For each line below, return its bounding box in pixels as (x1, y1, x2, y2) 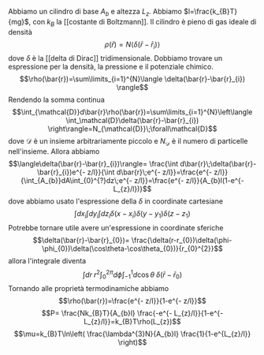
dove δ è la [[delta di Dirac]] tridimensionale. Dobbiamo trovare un (8, 54, 223, 63)
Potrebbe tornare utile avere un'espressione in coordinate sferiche (8, 222, 224, 232)
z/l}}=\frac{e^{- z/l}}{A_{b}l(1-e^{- (133, 176, 244, 185)
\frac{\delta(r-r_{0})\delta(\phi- (131, 235, 232, 245)
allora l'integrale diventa (8, 256, 87, 265)
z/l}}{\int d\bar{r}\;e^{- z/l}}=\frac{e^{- (87, 167, 213, 177)
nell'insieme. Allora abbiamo (8, 147, 100, 156)
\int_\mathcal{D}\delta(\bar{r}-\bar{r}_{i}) (65, 116, 199, 125)
